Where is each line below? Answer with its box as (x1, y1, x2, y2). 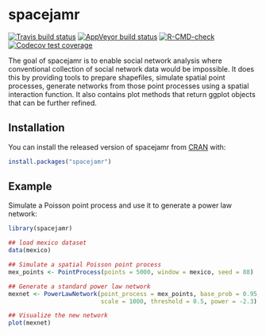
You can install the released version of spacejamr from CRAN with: (8, 142, 226, 152)
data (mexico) (8, 247, 52, 255)
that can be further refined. (8, 98, 98, 107)
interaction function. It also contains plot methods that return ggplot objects (8, 89, 256, 99)
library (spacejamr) (8, 224, 73, 232)
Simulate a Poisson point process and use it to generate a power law (8, 201, 233, 210)
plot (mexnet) (8, 319, 52, 327)
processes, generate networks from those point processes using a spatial (8, 81, 249, 91)
